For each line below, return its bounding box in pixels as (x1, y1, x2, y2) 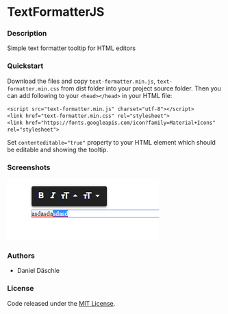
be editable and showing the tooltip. (7, 145, 108, 154)
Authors (7, 251, 36, 261)
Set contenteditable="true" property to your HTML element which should (7, 138, 216, 146)
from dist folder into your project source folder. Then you (60, 84, 221, 93)
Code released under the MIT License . (7, 299, 116, 307)
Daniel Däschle (16, 267, 60, 275)
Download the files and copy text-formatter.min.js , (7, 77, 156, 85)
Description (7, 29, 47, 38)
